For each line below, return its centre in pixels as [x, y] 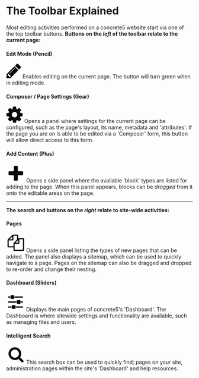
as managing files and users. [41, 322]
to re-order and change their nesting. [51, 269]
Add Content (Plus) [30, 153]
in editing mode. [26, 83]
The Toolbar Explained [63, 11]
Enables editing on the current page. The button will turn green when [106, 77]
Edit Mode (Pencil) [29, 53]
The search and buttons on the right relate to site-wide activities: [88, 210]
